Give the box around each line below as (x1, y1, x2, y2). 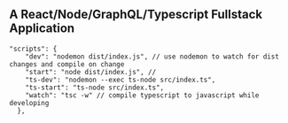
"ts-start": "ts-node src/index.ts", (25, 83, 165, 92)
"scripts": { (9, 44, 58, 53)
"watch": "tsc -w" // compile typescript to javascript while (25, 90, 260, 100)
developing (9, 98, 50, 107)
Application (9, 21, 75, 36)
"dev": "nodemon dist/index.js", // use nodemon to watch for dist (25, 52, 279, 61)
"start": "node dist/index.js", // (25, 67, 157, 76)
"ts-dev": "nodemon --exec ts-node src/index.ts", (25, 75, 216, 84)
